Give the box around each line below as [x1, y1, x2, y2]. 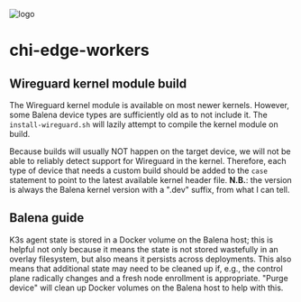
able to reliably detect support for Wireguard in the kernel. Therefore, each [9, 156, 287, 166]
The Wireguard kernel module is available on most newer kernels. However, [9, 100, 290, 110]
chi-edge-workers [9, 41, 150, 60]
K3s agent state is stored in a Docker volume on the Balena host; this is [9, 234, 273, 245]
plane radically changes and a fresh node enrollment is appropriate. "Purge [9, 272, 288, 283]
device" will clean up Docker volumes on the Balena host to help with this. [9, 282, 284, 293]
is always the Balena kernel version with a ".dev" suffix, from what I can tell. [9, 185, 290, 195]
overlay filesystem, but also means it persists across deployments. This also [9, 253, 292, 264]
